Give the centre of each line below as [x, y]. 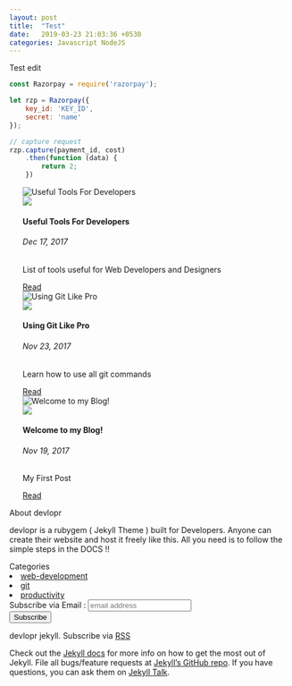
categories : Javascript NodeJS [67, 42]
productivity [43, 595]
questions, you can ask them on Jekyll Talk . [90, 673]
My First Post [46, 479]
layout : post [33, 17]
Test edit [25, 68]
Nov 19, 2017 [46, 450]
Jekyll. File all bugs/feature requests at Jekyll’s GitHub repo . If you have [141, 663]
